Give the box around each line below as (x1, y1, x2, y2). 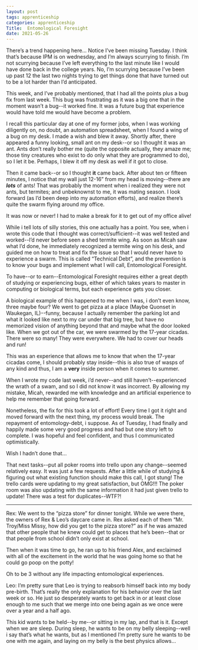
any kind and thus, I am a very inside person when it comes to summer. (6, 365, 180, 372)
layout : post (6, 8, 38, 15)
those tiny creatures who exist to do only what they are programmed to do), (6, 152, 190, 159)
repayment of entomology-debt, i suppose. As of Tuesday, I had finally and (6, 420, 188, 427)
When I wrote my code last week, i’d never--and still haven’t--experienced (6, 377, 187, 384)
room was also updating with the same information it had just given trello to (6, 487, 189, 494)
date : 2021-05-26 (6, 31, 49, 37)
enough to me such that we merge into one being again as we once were (6, 601, 183, 608)
